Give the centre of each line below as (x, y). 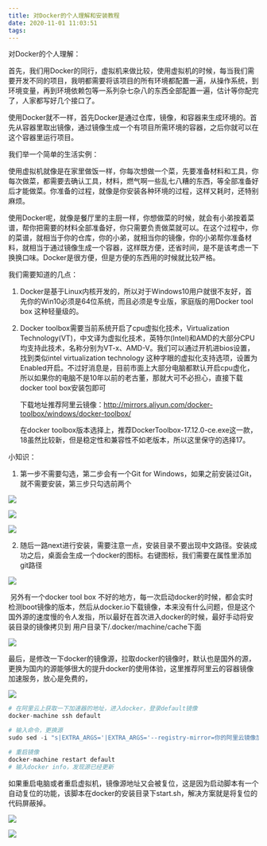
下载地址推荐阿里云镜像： (62, 405)
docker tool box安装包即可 (63, 388)
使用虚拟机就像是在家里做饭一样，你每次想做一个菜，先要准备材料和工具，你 (133, 171)
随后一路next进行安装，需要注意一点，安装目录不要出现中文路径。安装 (135, 545)
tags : (17, 30)
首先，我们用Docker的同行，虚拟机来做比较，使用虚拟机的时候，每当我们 (128, 71)
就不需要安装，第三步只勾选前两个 (75, 484)
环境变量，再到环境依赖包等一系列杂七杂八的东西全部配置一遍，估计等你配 (130, 91)
